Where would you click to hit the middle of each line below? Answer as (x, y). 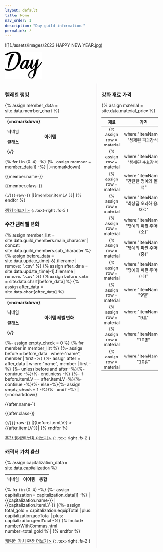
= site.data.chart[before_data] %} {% (42, 281)
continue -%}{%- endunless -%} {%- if (44, 374)
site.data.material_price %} (129, 111)
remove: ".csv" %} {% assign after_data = (47, 266)
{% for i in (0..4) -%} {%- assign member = (48, 162)
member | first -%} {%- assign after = (43, 358)
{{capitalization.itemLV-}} (30, 505)
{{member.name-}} (24, 177)
